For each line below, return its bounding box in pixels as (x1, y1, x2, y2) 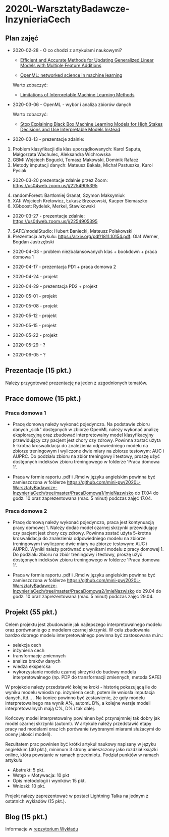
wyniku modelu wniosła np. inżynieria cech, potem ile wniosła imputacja (5, 689, 155, 695)
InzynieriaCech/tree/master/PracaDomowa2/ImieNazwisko (12, 588, 135, 594)
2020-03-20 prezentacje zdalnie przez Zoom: (12, 177, 108, 183)
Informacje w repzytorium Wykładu (5, 826, 78, 832)
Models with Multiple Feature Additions (20, 63, 102, 68)
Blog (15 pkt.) (5, 813, 48, 821)
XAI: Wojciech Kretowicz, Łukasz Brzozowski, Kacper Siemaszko (12, 198, 148, 203)
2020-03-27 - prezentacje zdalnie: (12, 213, 85, 219)
